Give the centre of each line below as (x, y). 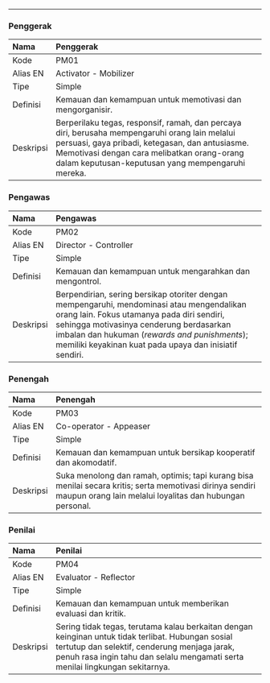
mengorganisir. (84, 110)
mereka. (71, 173)
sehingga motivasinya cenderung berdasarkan (143, 325)
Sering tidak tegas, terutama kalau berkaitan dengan (154, 627)
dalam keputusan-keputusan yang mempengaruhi (151, 164)
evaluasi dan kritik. (91, 614)
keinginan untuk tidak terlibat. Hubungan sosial (144, 637)
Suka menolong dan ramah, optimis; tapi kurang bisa (155, 475)
